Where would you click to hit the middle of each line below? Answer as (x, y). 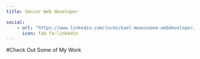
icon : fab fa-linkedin (50, 33)
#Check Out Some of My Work (44, 50)
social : (16, 22)
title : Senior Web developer (42, 12)
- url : (25, 28)
